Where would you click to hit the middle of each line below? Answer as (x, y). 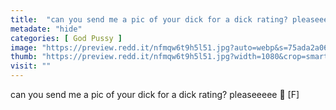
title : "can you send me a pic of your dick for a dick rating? (149, 19)
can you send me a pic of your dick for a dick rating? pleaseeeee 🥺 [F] (155, 94)
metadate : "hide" (46, 29)
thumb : (24, 57)
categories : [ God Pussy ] (66, 38)
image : (24, 47)
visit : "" (31, 66)
